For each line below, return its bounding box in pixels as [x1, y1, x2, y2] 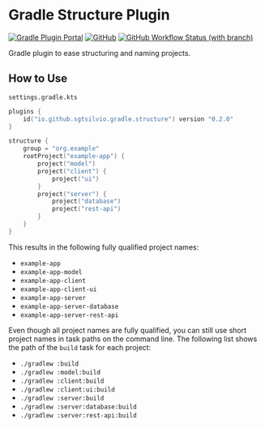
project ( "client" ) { [37, 167, 107, 175]
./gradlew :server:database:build [19, 403, 137, 411]
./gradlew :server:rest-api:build [19, 411, 137, 419]
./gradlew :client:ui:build [19, 385, 115, 394]
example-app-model [19, 267, 83, 276]
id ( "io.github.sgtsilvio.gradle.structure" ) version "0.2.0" [23, 115, 233, 123]
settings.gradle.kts [8, 93, 79, 101]
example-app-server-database [19, 302, 119, 310]
